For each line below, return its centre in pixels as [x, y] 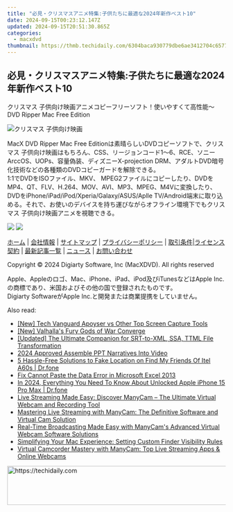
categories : [24, 33]
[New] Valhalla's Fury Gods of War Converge [81, 331]
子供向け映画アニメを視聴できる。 [69, 213]
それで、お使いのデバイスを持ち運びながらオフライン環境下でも [116, 204]
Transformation [39, 345]
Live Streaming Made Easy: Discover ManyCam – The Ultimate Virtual [116, 397]
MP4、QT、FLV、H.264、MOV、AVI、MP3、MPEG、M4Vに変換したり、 [112, 187]
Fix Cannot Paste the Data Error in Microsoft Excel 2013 [96, 375]
